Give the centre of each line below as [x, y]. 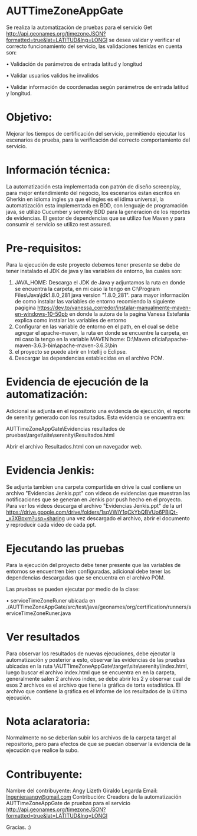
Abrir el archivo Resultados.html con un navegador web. [74, 446]
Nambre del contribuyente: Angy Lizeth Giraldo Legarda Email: [82, 791]
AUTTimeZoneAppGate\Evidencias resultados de [66, 428]
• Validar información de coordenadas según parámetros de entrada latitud [97, 87]
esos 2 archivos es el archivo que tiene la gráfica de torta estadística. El [93, 685]
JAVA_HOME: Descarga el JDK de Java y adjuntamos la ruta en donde [100, 282]
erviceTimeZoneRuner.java [39, 613]
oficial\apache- [170, 339]
